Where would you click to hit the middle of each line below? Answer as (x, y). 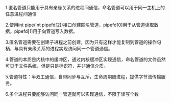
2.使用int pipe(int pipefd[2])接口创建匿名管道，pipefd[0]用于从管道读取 (80, 25)
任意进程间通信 (21, 14)
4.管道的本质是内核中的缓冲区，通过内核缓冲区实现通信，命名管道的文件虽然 (86, 59)
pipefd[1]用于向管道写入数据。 (46, 31)
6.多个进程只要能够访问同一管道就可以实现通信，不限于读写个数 (72, 94)
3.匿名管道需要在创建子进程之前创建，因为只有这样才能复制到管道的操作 (81, 42)
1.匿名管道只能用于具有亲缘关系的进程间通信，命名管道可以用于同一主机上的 (85, 7)
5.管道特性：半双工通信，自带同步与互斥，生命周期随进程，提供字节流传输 (83, 77)
